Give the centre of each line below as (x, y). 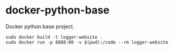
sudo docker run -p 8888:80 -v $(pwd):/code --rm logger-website (87, 42)
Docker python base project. (40, 26)
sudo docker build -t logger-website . (54, 37)
